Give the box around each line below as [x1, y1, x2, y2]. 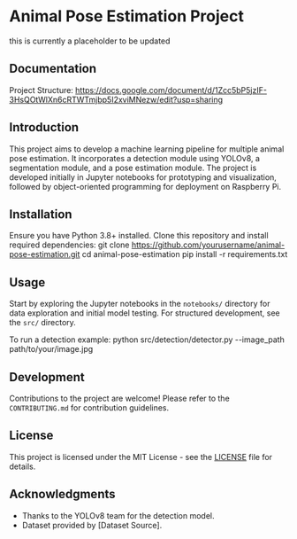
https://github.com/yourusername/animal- [131, 239, 286, 250]
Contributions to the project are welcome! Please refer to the [9, 393, 230, 403]
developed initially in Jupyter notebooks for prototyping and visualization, [9, 171, 277, 183]
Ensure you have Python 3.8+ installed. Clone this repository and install [9, 230, 269, 241]
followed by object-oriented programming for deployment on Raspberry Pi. [9, 181, 282, 191]
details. [9, 461, 36, 472]
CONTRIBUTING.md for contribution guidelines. [9, 402, 170, 413]
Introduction [9, 120, 80, 135]
